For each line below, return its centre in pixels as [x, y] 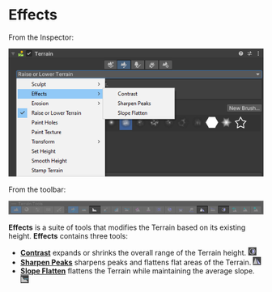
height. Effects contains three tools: [68, 236]
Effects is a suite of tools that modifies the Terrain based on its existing [127, 227]
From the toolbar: [37, 189]
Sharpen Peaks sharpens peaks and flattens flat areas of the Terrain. [136, 262]
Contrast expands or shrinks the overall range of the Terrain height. [133, 253]
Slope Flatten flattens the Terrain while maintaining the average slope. [137, 271]
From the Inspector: [41, 37]
